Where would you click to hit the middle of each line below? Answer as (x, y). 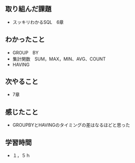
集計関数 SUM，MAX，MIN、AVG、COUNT (59, 59)
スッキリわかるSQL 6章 (38, 22)
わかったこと (25, 39)
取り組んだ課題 (28, 9)
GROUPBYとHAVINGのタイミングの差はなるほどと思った (71, 125)
